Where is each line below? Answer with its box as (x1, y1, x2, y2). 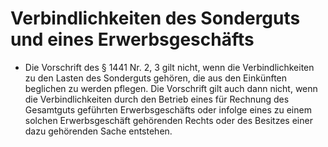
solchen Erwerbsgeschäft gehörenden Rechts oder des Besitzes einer (24, 114, 313, 126)
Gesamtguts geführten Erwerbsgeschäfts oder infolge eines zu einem (24, 103, 312, 116)
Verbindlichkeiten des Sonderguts (10, 7, 301, 30)
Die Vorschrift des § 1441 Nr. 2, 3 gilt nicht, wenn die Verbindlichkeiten (24, 61, 315, 73)
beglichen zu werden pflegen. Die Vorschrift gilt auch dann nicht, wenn (24, 82, 318, 94)
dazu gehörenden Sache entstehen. (24, 125, 173, 137)
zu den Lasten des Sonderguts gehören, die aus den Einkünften (24, 72, 288, 84)
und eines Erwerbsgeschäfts (10, 28, 255, 51)
